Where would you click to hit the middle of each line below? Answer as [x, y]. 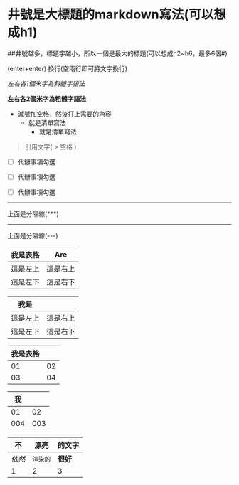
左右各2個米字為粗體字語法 [47, 98]
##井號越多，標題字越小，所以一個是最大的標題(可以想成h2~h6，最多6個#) [117, 53]
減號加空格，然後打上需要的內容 [64, 114]
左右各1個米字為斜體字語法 [46, 83]
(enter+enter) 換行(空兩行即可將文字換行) [68, 68]
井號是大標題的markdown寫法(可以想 [117, 15]
